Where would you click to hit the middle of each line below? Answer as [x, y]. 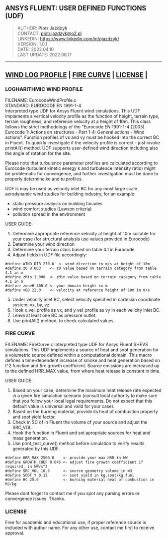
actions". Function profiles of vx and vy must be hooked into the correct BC [82, 137]
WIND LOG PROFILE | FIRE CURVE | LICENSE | [76, 75]
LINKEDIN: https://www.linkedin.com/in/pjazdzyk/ [68, 38]
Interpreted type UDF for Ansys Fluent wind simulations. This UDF [73, 111]
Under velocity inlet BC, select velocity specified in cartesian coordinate [86, 299]
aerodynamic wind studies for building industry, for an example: [70, 194]
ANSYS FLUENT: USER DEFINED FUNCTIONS [76, 8]
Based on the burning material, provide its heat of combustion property [85, 411]
